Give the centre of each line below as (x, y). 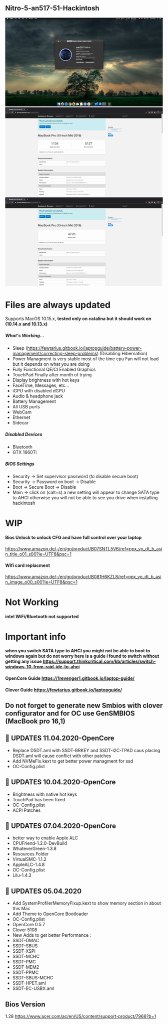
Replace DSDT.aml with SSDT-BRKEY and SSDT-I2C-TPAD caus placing (86, 750)
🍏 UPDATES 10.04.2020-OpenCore (60, 782)
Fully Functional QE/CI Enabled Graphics (54, 370)
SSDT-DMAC (26, 941)
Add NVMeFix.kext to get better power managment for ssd (73, 761)
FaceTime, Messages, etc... (40, 385)
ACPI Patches (26, 810)
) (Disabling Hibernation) (122, 354)
